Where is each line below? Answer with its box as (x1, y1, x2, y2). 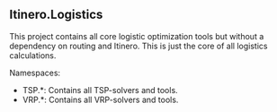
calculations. (9, 49, 57, 61)
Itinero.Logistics (9, 7, 103, 22)
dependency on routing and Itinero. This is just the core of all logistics (9, 40, 268, 51)
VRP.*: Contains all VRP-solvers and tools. (22, 94, 179, 105)
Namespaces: (9, 67, 61, 78)
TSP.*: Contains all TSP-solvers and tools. (22, 84, 178, 95)
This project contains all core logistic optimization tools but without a (9, 30, 264, 41)
